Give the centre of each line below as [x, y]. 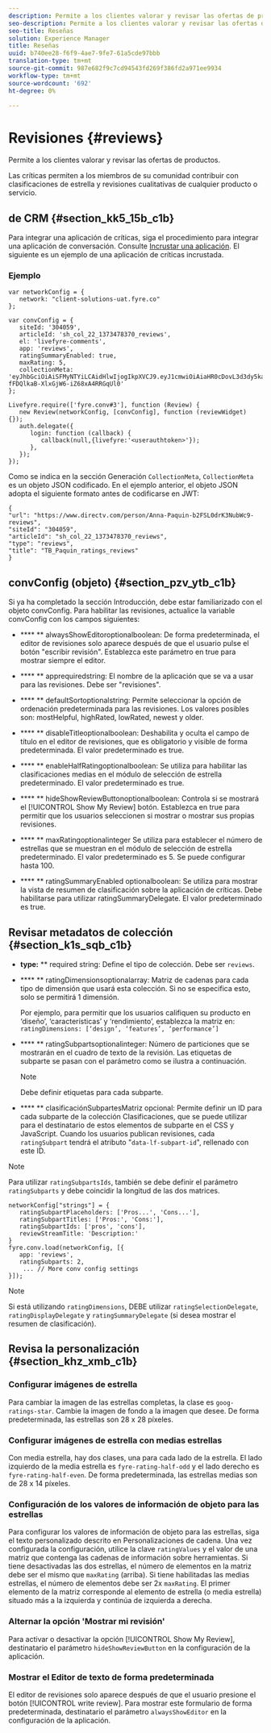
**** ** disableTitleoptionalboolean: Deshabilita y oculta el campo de [135, 733]
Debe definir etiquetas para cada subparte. [92, 1093]
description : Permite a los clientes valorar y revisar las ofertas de [131, 16]
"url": [19, 516]
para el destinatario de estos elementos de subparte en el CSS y [127, 1125]
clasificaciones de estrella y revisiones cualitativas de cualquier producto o [133, 184]
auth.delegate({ [46, 427]
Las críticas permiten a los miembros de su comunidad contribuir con [124, 176]
